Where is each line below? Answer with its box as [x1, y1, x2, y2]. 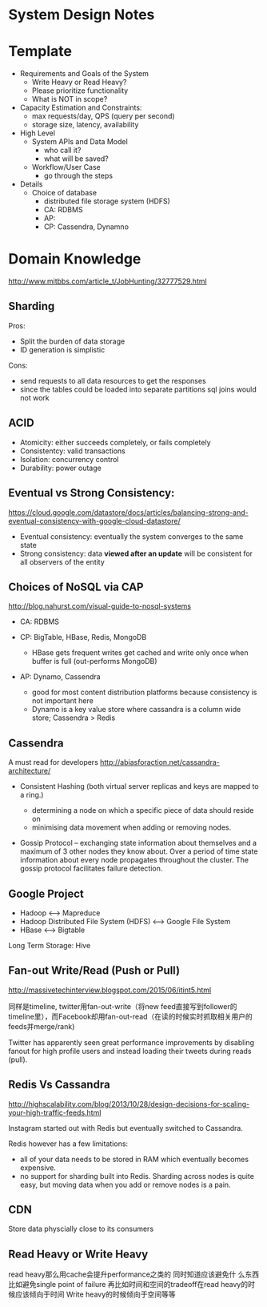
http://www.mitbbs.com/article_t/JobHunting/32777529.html [8, 276, 207, 286]
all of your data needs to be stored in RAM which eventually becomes [19, 1154, 249, 1164]
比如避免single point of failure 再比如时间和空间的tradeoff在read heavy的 [8, 1280, 249, 1289]
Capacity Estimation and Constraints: [19, 103, 142, 113]
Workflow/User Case [31, 163, 102, 172]
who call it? [43, 146, 82, 155]
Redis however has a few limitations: [8, 1139, 129, 1148]
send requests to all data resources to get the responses [19, 376, 206, 385]
